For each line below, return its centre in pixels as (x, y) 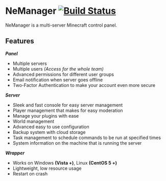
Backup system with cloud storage (49, 132)
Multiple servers (30, 63)
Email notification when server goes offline (58, 80)
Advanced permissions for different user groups (63, 74)
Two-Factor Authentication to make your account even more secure (84, 85)
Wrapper (15, 153)
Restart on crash (30, 173)
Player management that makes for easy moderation (68, 110)
